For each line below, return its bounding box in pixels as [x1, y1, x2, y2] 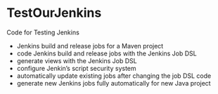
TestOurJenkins [6, 5, 102, 21]
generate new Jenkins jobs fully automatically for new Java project [16, 79, 212, 87]
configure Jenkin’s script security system [16, 64, 136, 72]
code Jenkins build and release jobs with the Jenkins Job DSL [16, 49, 198, 58]
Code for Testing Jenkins [6, 28, 80, 36]
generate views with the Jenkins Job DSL [16, 56, 138, 65]
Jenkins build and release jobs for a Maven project [16, 41, 164, 50]
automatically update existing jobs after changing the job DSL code [16, 72, 212, 80]
